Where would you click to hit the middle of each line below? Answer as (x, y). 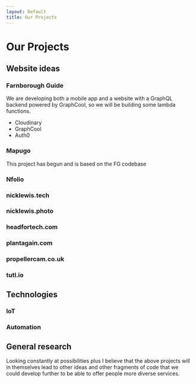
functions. (18, 111)
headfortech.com (32, 227)
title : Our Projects (32, 17)
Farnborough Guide (35, 85)
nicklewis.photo (30, 211)
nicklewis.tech (28, 195)
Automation (24, 327)
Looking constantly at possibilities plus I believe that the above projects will (98, 361)
